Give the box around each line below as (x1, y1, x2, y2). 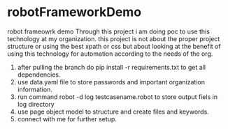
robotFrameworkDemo (7, 4, 142, 20)
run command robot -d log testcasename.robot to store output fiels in (17, 92, 218, 101)
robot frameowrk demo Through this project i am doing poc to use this (7, 27, 210, 36)
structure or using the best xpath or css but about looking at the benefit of (7, 42, 222, 50)
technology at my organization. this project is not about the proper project (7, 34, 220, 43)
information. (17, 85, 52, 93)
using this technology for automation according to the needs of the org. (7, 50, 213, 58)
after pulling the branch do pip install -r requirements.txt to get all (17, 63, 206, 71)
